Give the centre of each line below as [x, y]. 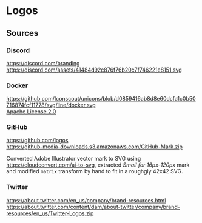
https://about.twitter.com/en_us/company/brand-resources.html [86, 200]
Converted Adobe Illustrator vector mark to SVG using [74, 159]
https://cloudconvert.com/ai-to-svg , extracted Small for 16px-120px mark [98, 165]
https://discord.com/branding [43, 63]
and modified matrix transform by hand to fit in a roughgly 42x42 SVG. [95, 171]
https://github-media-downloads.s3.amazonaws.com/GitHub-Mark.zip [95, 147]
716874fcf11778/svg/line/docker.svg [51, 105]
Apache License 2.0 [31, 111]
